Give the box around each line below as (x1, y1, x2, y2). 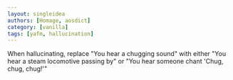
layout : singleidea (7, 10, 66, 18)
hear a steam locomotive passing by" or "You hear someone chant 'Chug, (7, 57, 224, 66)
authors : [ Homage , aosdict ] (7, 17, 91, 24)
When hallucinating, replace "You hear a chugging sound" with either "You (7, 50, 227, 58)
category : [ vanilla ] (7, 23, 69, 30)
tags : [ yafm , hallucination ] (7, 30, 94, 38)
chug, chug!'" (7, 64, 48, 73)
